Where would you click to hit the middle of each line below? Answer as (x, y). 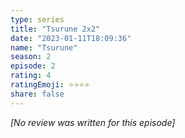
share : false (37, 94)
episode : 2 (33, 66)
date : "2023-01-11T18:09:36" (71, 38)
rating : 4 (31, 76)
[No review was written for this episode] (93, 122)
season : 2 (31, 57)
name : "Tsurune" (44, 47)
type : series (37, 19)
